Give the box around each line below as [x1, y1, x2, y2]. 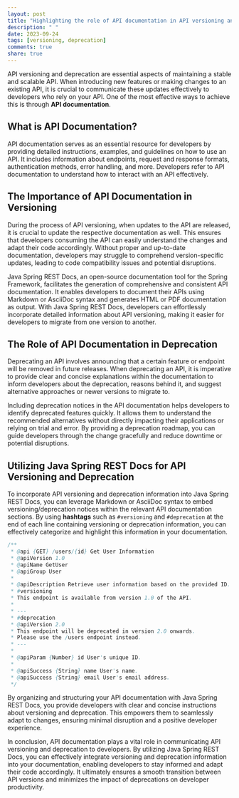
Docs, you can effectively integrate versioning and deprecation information [7, 752, 227, 761]
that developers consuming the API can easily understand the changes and [7, 236, 228, 244]
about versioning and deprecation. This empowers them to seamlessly [7, 708, 213, 717]
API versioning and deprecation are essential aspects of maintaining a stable [7, 69, 232, 78]
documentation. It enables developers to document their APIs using [7, 287, 205, 296]
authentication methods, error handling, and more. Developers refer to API [7, 162, 225, 171]
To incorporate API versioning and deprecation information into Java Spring [7, 489, 229, 499]
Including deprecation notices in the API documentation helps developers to [7, 401, 230, 410]
